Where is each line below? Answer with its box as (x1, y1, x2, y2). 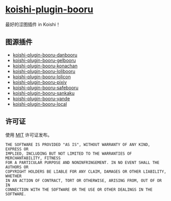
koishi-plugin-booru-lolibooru (12, 68, 75, 74)
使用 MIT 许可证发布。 (5, 132, 52, 138)
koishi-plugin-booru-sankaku (12, 90, 75, 96)
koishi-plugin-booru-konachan (12, 63, 78, 69)
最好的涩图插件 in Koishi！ (5, 21, 61, 27)
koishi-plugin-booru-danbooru (12, 51, 78, 58)
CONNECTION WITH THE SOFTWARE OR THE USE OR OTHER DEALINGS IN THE (5, 187, 153, 192)
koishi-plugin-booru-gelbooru (12, 57, 76, 63)
